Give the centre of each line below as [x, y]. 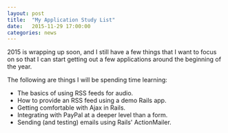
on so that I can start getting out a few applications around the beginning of [114, 60]
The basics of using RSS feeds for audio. [75, 93]
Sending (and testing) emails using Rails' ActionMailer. [94, 122]
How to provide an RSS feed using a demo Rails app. [92, 101]
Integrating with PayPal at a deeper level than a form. [92, 115]
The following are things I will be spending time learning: [87, 80]
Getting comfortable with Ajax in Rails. [71, 108]
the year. [20, 66]
